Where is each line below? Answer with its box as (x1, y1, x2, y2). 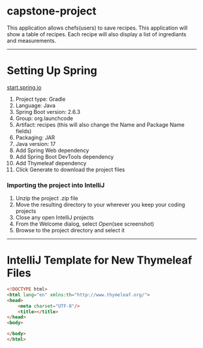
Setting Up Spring (7, 64, 98, 78)
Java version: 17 (15, 140, 56, 147)
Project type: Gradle (15, 95, 66, 103)
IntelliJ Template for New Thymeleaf (7, 253, 192, 267)
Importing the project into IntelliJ (7, 181, 105, 189)
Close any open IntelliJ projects (15, 214, 94, 221)
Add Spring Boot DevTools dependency (15, 153, 114, 160)
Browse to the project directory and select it (15, 227, 125, 234)
